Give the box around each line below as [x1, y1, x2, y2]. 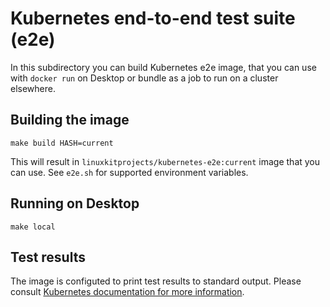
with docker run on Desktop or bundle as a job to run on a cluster [10, 72, 279, 84]
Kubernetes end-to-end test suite [10, 7, 296, 30]
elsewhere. [10, 82, 56, 94]
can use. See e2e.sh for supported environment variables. [10, 166, 249, 178]
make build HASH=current [10, 138, 114, 148]
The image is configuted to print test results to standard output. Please [10, 275, 302, 287]
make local [10, 222, 56, 232]
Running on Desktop [10, 195, 140, 212]
